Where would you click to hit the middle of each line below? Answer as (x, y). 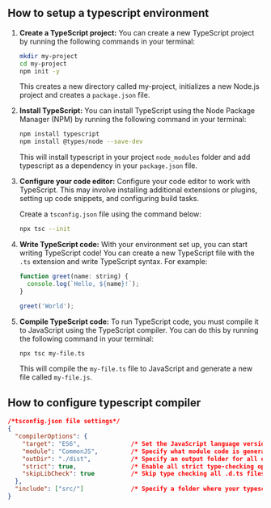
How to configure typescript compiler (104, 403)
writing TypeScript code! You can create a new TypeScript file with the (137, 253)
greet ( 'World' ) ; (47, 306)
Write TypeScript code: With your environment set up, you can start (133, 245)
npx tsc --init (45, 229)
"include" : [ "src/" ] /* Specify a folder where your (127, 489)
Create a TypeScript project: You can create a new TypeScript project (137, 32)
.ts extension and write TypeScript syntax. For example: (113, 262)
